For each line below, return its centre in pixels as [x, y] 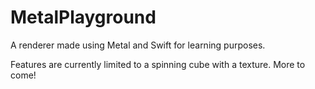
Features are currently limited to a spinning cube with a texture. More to [158, 64]
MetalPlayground [83, 17]
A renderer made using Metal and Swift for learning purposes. [138, 45]
